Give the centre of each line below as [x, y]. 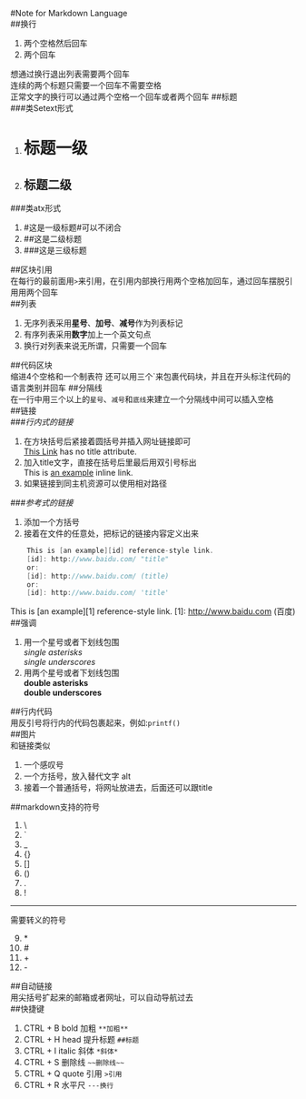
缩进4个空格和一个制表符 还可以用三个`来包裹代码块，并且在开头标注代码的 [151, 376]
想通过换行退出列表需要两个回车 [70, 74]
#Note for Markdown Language [69, 13]
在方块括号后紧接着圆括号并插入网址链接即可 [107, 441]
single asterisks [53, 652]
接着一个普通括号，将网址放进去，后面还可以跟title [118, 788]
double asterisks [56, 683]
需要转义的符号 [38, 920]
